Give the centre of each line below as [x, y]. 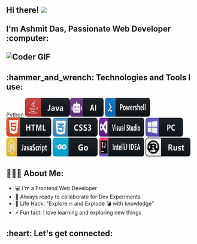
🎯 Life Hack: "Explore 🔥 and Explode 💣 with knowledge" [84, 204]
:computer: [28, 38]
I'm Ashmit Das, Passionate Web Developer [89, 29]
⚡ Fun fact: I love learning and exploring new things [78, 213]
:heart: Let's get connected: [60, 234]
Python [15, 115]
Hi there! [23, 10]
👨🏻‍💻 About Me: [35, 173]
